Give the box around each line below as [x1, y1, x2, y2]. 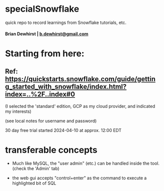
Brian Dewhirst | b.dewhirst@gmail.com [5, 31, 89, 37]
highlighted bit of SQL [12, 180, 56, 186]
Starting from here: [5, 48, 85, 59]
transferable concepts [5, 144, 98, 155]
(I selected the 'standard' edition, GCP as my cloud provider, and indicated [5, 103, 155, 109]
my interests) [5, 108, 32, 114]
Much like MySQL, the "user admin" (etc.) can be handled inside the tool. [12, 160, 160, 167]
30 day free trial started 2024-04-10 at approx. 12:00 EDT [5, 127, 122, 133]
